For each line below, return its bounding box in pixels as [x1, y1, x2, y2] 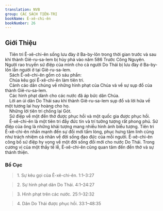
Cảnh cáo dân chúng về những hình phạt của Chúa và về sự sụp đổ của [9, 82, 153, 88]
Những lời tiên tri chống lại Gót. [9, 108, 72, 114]
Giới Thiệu [5, 38, 37, 47]
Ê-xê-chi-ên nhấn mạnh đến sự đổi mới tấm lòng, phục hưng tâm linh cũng [5, 129, 154, 135]
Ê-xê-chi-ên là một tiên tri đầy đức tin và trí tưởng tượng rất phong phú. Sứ [9, 118, 158, 124]
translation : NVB [5, 7, 40, 12]
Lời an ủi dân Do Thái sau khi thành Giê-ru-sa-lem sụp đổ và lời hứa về [9, 98, 150, 104]
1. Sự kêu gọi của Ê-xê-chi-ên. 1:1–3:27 [16, 173, 95, 179]
